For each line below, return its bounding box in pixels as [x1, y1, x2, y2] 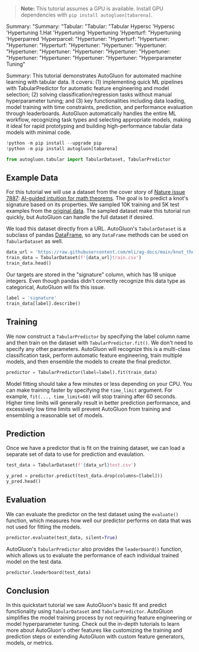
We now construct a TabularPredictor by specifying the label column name [6, 333, 191, 340]
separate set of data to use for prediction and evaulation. [6, 450, 145, 458]
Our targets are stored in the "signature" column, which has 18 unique [6, 271, 176, 278]
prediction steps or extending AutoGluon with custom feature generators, [6, 633, 185, 640]
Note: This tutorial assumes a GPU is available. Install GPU [20, 5, 164, 12]
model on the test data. [6, 558, 63, 565]
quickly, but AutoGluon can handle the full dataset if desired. [6, 213, 154, 221]
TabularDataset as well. [6, 238, 63, 245]
